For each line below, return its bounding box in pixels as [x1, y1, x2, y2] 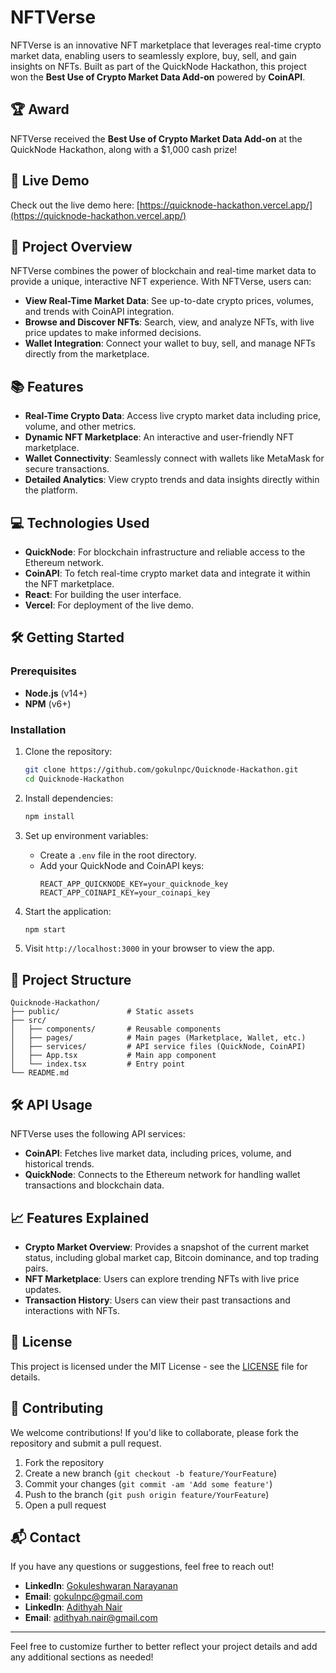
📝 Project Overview [10, 238, 133, 255]
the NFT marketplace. [24, 578, 115, 590]
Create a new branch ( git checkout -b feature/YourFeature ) [24, 1467, 278, 1479]
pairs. [24, 1262, 49, 1274]
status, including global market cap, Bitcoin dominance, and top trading [24, 1251, 320, 1263]
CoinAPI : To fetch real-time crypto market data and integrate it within [24, 567, 311, 579]
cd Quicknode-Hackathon [24, 774, 125, 784]
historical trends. [24, 1158, 95, 1170]
